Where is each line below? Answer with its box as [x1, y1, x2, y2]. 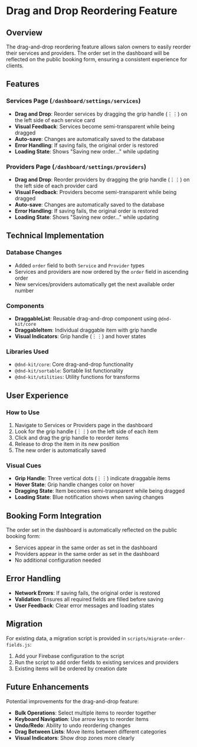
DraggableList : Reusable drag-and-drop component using [14, 314, 157, 322]
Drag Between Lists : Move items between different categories [14, 728, 167, 735]
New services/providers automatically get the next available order [14, 280, 175, 287]
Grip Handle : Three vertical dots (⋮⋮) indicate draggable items [14, 475, 170, 482]
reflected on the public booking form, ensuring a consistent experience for [6, 56, 188, 63]
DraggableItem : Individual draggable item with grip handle [14, 326, 157, 333]
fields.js [6, 642, 31, 648]
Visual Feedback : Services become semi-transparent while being [14, 123, 175, 130]
